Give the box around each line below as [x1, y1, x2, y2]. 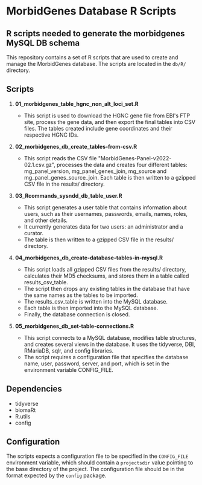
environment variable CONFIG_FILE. [24, 366, 113, 373]
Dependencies [6, 384, 62, 394]
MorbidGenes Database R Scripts [6, 4, 177, 18]
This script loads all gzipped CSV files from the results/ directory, [24, 265, 186, 273]
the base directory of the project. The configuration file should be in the [6, 466, 185, 473]
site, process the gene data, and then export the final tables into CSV [24, 118, 196, 125]
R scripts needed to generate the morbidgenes [6, 28, 185, 39]
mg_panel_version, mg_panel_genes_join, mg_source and [24, 168, 167, 175]
